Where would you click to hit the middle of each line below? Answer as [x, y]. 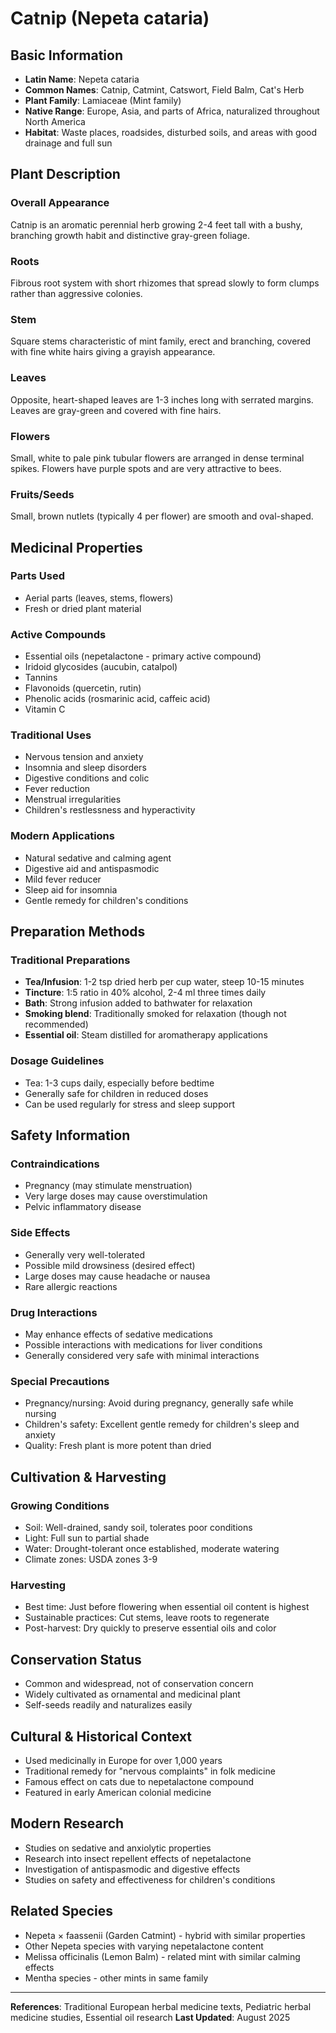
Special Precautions [60, 1381]
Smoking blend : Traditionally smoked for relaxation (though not [155, 1014]
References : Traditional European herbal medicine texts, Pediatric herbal [161, 2006]
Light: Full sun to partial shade [87, 1538]
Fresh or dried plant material [83, 608]
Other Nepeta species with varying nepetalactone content [144, 1946]
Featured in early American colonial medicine [118, 1792]
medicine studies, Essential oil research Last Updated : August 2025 [150, 2017]
